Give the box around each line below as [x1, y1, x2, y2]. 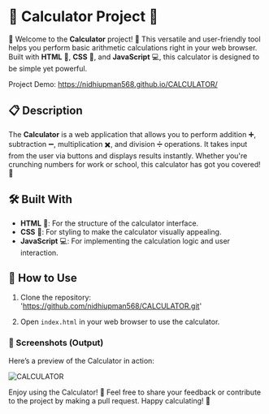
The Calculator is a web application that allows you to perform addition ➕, [8, 129, 257, 139]
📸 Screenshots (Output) [8, 337, 104, 348]
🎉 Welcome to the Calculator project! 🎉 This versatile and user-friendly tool [8, 34, 262, 44]
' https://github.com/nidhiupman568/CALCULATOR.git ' [20, 301, 202, 311]
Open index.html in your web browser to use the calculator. [20, 317, 220, 327]
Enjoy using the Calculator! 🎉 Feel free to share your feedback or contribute [8, 387, 262, 397]
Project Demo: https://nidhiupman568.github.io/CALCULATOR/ [8, 79, 218, 88]
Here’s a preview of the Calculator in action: [8, 356, 154, 365]
